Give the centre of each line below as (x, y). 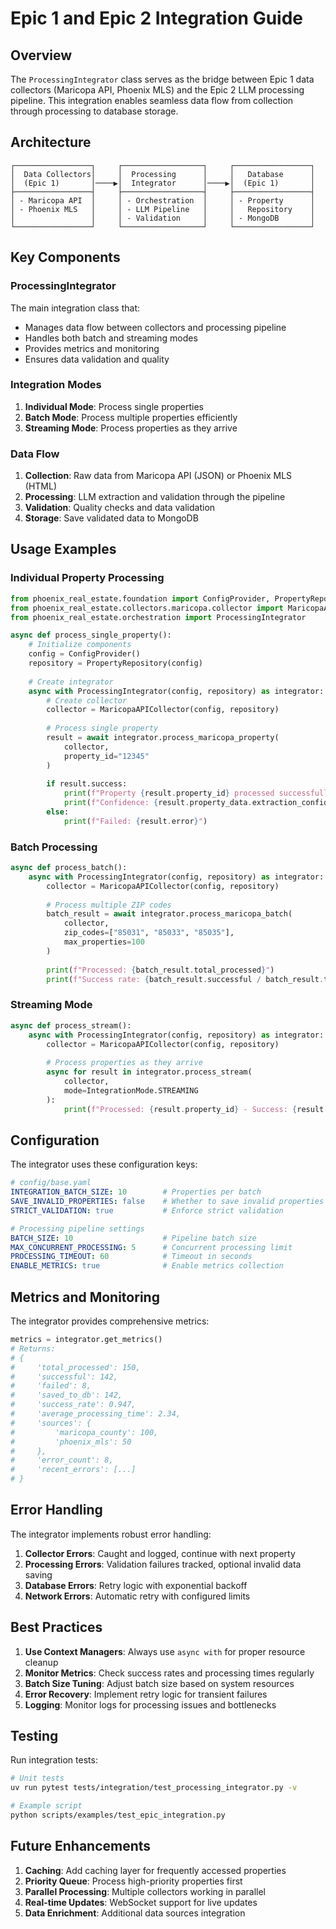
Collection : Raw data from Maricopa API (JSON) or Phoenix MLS (158, 476)
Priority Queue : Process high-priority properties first (133, 1881)
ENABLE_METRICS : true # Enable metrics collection (147, 1266)
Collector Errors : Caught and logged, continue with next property (160, 1553)
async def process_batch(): (69, 868)
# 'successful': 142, (64, 1377)
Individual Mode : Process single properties (114, 406)
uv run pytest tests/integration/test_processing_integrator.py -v (154, 1788)
